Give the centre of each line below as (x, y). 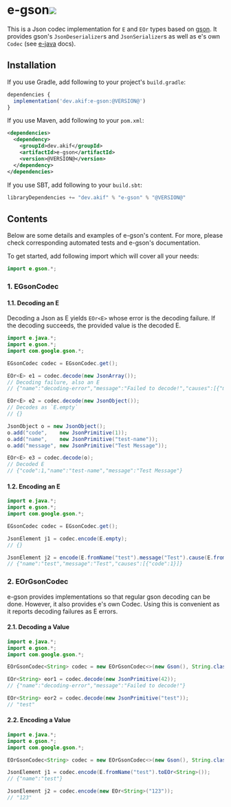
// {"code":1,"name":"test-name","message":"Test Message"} (95, 471)
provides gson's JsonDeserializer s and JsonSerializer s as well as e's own (114, 36)
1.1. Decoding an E (33, 303)
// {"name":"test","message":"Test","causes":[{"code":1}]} (95, 564)
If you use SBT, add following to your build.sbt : (75, 185)
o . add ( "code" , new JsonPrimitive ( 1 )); (67, 433)
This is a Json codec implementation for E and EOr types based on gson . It (112, 29)
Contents (27, 219)
